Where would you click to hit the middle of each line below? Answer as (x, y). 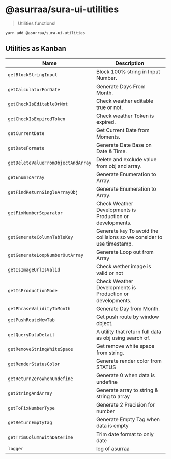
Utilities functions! (37, 23)
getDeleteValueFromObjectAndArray (50, 163)
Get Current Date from (123, 130)
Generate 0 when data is (125, 375)
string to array (113, 396)
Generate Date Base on (124, 145)
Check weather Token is (125, 116)
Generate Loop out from (125, 252)
